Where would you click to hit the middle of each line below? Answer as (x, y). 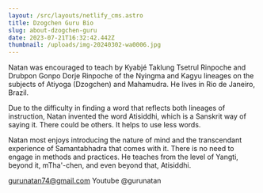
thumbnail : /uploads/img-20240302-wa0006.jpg (84, 45)
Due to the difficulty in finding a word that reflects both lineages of (117, 108)
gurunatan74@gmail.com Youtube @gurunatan (85, 181)
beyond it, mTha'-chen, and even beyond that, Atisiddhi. (100, 165)
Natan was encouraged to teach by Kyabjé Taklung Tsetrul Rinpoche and (127, 67)
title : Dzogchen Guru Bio (51, 23)
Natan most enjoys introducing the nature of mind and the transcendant (125, 140)
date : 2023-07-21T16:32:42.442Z (61, 38)
